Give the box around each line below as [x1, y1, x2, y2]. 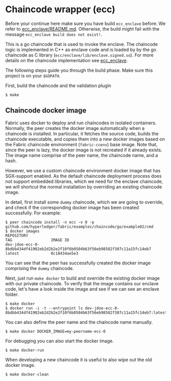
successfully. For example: [5, 210, 62, 216]
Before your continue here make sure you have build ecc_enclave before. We [5, 20, 166, 26]
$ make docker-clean [5, 372, 49, 377]
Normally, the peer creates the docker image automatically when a [5, 125, 145, 131]
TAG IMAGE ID [5, 237, 70, 242]
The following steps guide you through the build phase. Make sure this [5, 67, 153, 73]
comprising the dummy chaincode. [5, 265, 74, 271]
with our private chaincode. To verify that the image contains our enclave [5, 280, 159, 286]
